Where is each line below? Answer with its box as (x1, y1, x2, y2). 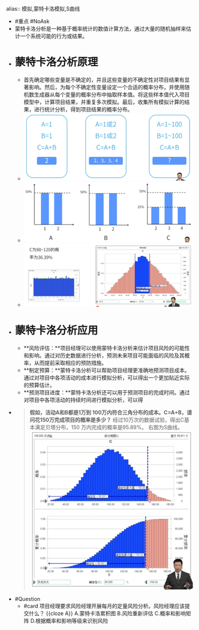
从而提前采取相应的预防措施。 (34, 359, 107, 366)
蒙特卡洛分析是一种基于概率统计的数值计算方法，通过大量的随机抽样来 (14, 25, 187, 32)
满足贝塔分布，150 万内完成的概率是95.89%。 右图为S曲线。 (34, 423, 183, 430)
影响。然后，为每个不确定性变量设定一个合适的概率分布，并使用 (28, 83, 185, 91)
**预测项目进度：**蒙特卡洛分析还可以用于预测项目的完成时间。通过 (23, 388, 190, 396)
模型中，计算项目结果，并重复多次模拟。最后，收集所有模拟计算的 (23, 98, 185, 105)
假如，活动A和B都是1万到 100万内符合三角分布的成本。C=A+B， (29, 409, 187, 416)
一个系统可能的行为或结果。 (20, 33, 88, 40)
